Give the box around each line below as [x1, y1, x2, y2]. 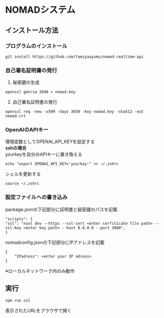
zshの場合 [5, 145, 27, 151]
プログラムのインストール [5, 42, 67, 49]
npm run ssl [5, 298, 30, 303]
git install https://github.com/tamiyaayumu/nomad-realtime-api [5, 54, 144, 59]
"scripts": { [5, 216, 33, 222]
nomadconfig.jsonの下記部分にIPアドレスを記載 [5, 239, 105, 245]
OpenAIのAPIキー [5, 126, 49, 133]
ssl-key [5, 225, 22, 230]
